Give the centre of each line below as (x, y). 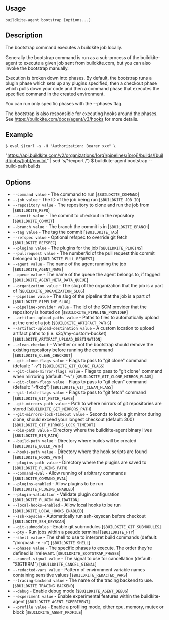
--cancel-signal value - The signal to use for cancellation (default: (82, 559)
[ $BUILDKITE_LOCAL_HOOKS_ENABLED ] (48, 511)
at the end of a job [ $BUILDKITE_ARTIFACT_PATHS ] (62, 323)
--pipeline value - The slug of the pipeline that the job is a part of (81, 296)
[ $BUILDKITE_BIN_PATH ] (36, 435)
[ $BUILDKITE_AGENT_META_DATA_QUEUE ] (50, 280)
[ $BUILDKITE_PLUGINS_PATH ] (40, 468)
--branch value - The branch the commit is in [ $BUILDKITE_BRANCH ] (81, 227)
